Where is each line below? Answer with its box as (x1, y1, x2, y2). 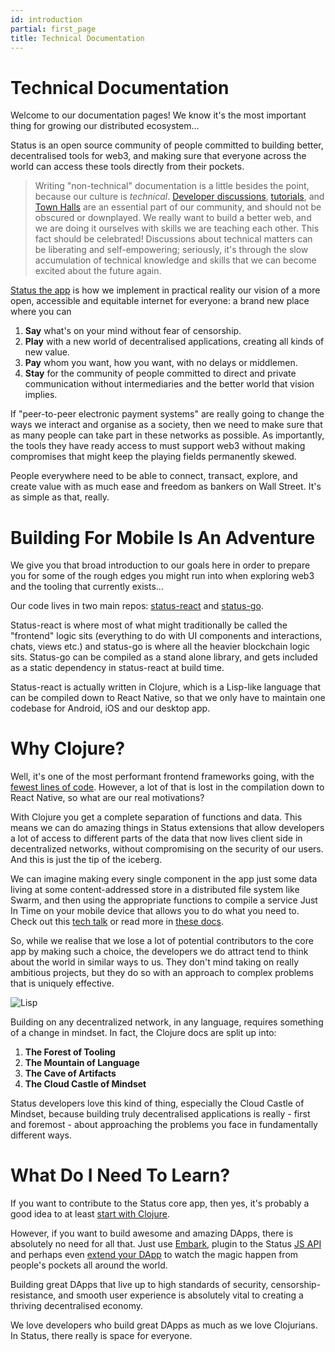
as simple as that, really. (10, 491, 110, 503)
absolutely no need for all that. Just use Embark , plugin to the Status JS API (10, 1238, 322, 1250)
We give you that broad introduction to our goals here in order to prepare (10, 559, 311, 571)
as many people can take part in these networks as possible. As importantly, (10, 429, 325, 441)
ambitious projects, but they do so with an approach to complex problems (10, 967, 314, 979)
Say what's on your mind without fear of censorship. (24, 325, 242, 337)
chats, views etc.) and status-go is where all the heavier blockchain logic (10, 641, 311, 653)
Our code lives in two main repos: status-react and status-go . (10, 600, 264, 612)
